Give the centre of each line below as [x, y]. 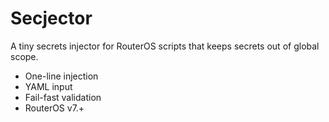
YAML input [48, 86]
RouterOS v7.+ [54, 108]
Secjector [51, 18]
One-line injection [61, 76]
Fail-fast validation [63, 97]
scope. [24, 56]
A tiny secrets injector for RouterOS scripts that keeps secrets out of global [165, 46]
